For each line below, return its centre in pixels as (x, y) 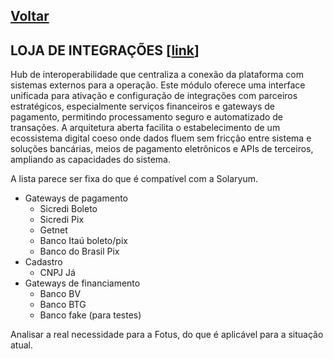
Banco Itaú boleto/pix (83, 241)
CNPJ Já (57, 273)
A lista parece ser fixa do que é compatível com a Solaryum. (134, 179)
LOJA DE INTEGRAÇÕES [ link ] (105, 50)
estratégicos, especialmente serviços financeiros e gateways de (143, 106)
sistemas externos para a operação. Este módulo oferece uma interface (158, 85)
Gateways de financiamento (82, 283)
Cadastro (43, 262)
